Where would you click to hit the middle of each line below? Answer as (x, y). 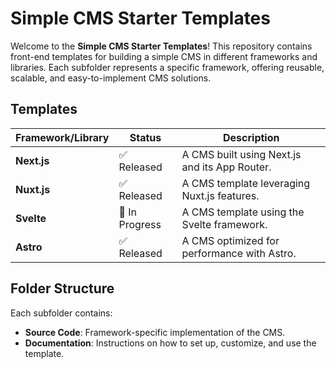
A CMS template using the (243, 212)
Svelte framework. (224, 224)
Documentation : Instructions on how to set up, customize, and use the (170, 343)
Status (145, 137)
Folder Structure (62, 288)
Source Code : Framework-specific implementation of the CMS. (155, 332)
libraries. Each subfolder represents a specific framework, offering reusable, (167, 67)
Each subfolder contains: (61, 313)
